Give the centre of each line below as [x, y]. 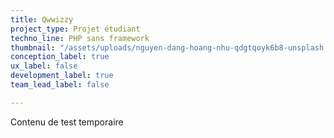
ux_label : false [44, 66]
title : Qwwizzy [42, 19]
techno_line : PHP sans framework [80, 38]
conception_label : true [60, 57]
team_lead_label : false [60, 85]
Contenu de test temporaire [67, 122]
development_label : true [62, 76]
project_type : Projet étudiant [75, 29]
